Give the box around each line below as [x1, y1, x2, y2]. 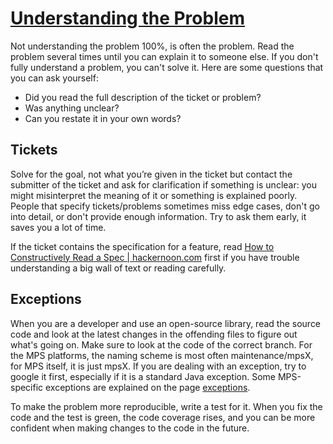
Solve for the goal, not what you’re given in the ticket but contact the [10, 168, 293, 180]
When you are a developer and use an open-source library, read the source [10, 317, 322, 329]
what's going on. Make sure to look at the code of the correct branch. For [10, 338, 313, 351]
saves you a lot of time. [10, 221, 107, 233]
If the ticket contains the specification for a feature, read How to [10, 240, 275, 252]
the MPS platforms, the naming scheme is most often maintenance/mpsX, [10, 349, 314, 361]
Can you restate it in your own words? [24, 112, 182, 124]
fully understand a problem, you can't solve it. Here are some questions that [10, 61, 324, 73]
